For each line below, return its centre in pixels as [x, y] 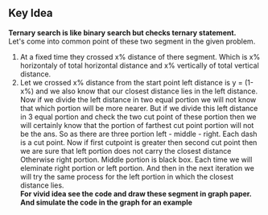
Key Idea [31, 13]
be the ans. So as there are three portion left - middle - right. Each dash [138, 134]
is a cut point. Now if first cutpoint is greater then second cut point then [138, 142]
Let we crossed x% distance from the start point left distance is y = [131, 82]
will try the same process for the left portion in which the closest [127, 176]
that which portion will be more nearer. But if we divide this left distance [139, 108]
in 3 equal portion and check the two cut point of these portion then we [138, 117]
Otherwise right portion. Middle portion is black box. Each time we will [136, 159]
